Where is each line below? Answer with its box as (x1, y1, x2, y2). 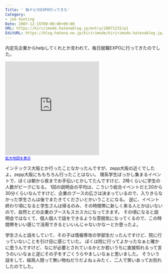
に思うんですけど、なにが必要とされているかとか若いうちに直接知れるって (5, 244, 158, 250)
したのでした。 (5, 263, 36, 269)
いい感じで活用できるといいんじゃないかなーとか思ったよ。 (18, 221, 141, 227)
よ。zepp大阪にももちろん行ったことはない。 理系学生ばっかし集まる (5, 171, 148, 177)
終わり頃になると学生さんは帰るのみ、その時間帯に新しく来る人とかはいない (5, 203, 163, 208)
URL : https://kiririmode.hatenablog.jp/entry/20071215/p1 (5, 26, 128, 31)
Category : (5, 12, 26, 17)
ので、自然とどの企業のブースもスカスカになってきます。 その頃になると (5, 209, 154, 215)
